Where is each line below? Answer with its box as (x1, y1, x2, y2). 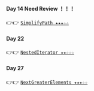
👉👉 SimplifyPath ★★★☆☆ (6, 19, 69, 26)
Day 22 (6, 35, 25, 42)
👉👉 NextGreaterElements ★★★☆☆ (6, 78, 88, 86)
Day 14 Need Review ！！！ (6, 5, 75, 12)
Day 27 (6, 65, 24, 71)
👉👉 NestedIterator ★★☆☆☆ (6, 48, 75, 56)
